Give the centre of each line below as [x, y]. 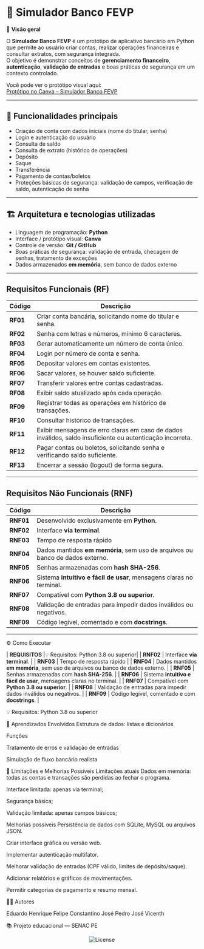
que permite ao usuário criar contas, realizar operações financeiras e [93, 47]
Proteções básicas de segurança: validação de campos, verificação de [104, 182]
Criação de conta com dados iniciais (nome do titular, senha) [91, 131]
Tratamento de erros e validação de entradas [63, 748]
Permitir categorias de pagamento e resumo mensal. [72, 890]
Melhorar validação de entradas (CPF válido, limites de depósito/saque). [97, 866]
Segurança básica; [30, 801]
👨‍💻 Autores [20, 902]
